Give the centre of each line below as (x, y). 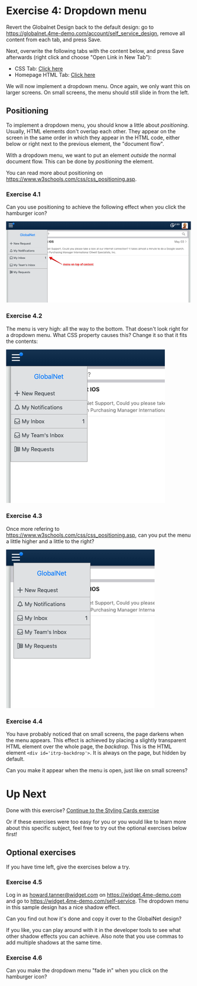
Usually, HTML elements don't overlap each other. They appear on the (91, 131)
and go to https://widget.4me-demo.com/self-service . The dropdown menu (97, 901)
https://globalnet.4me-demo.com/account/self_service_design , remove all (96, 33)
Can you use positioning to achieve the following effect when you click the (96, 207)
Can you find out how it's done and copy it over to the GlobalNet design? (94, 919)
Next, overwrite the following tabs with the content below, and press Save (95, 51)
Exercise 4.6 (24, 958)
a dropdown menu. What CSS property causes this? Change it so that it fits (97, 335)
